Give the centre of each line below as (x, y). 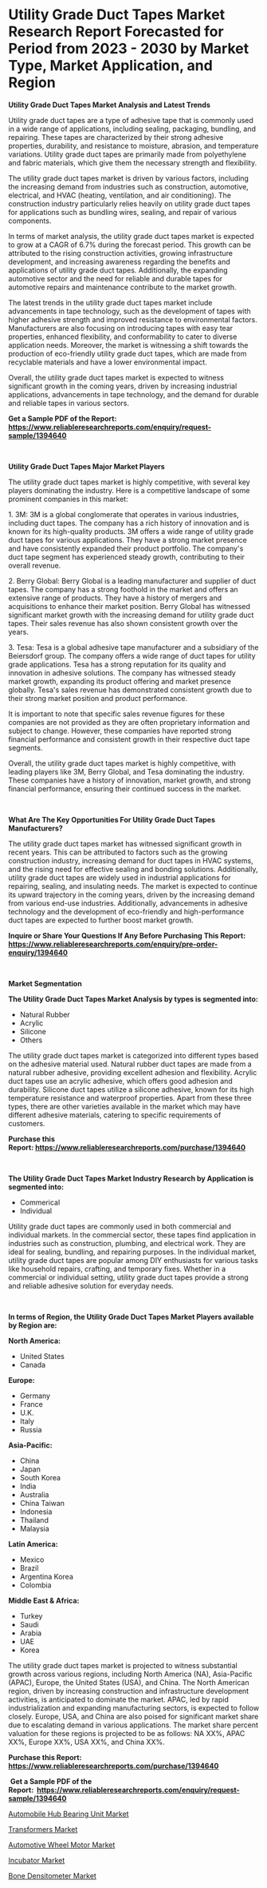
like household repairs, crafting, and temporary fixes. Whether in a (117, 1269)
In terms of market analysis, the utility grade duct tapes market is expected (132, 236)
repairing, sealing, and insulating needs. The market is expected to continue (133, 886)
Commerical (40, 1202)
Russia (31, 1429)
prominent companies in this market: (69, 499)
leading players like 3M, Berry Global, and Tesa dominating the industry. (126, 771)
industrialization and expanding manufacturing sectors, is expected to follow (134, 1707)
